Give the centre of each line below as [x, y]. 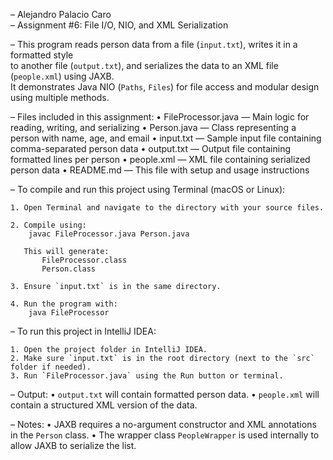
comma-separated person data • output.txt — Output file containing [151, 148]
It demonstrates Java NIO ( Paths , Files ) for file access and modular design [165, 87]
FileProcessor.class [84, 260]
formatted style [42, 55]
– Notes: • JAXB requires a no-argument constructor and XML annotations [163, 424]
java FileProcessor [69, 313]
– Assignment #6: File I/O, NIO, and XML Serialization [119, 25]
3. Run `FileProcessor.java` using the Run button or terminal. [147, 376]
